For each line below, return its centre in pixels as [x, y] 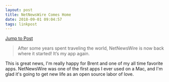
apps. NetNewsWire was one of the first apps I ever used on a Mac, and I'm [84, 69]
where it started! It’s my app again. [54, 54]
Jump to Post [19, 38]
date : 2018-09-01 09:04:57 [34, 19]
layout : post [19, 10]
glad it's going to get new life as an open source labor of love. [70, 74]
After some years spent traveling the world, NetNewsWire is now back [91, 48]
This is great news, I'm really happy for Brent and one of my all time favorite [84, 63]
